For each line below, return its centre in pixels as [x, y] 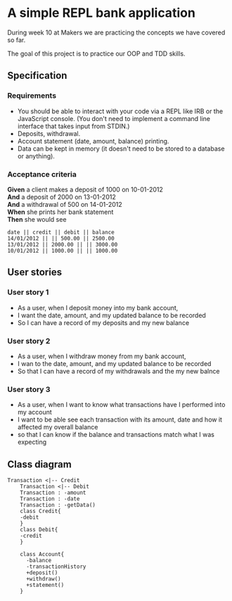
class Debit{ [39, 530]
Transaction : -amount [53, 493]
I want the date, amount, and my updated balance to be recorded [111, 315]
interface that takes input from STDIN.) [73, 126]
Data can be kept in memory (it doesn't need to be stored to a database [121, 148]
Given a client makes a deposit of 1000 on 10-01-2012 [85, 189]
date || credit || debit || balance [61, 232]
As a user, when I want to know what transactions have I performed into [121, 405]
